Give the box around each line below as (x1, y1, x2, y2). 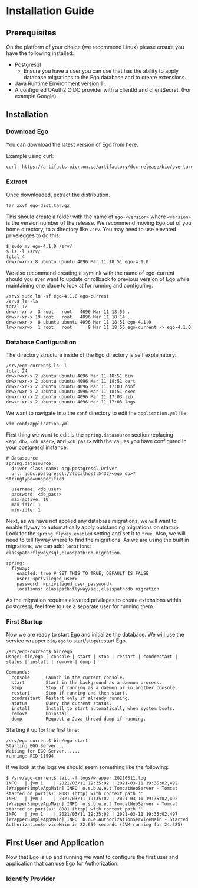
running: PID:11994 (6, 753, 54, 760)
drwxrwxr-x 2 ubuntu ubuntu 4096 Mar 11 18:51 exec (6, 389, 136, 395)
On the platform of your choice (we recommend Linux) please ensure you (6, 43, 184, 50)
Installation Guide (6, 4, 94, 18)
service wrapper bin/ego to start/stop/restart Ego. (6, 637, 127, 644)
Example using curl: (6, 152, 54, 159)
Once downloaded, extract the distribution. (6, 191, 110, 198)
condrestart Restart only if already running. (11, 695, 131, 702)
